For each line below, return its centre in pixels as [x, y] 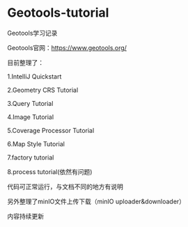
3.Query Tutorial [30, 103]
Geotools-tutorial [58, 13]
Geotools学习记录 [32, 33]
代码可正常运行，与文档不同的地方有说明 [65, 187]
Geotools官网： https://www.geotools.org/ [67, 47]
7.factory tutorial [31, 157]
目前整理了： [25, 62]
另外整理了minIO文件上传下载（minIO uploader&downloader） [96, 201]
